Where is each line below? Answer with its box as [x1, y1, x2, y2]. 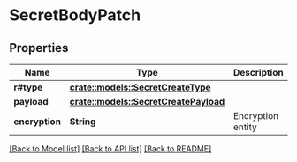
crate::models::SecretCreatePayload [69, 96, 225, 107]
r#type [13, 81, 43, 93]
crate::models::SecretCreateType [69, 81, 211, 93]
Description [232, 67, 285, 78]
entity [232, 121, 258, 133]
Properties [9, 40, 69, 55]
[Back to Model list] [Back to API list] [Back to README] [9, 144, 212, 154]
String [69, 115, 96, 128]
